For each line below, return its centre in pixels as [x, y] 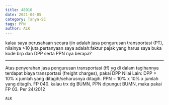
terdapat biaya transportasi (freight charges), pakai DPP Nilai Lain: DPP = [81, 73]
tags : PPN [16, 24]
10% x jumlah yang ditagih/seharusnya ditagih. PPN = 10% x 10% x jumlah [82, 79]
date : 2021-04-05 [23, 15]
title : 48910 [19, 10]
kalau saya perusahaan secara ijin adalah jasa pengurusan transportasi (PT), [84, 43]
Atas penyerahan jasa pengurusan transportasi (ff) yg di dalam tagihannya [82, 68]
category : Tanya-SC [26, 19]
